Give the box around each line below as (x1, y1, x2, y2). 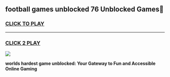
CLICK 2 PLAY (5, 39, 40, 46)
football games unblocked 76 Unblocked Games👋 (5, 5, 164, 14)
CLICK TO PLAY (5, 20, 45, 27)
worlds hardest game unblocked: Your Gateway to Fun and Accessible (5, 60, 156, 66)
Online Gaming (5, 65, 37, 71)
